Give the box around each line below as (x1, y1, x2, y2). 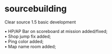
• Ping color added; (4, 38, 44, 44)
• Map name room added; (4, 43, 56, 49)
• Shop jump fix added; (4, 33, 51, 39)
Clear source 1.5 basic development (4, 19, 76, 25)
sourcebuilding (4, 3, 67, 14)
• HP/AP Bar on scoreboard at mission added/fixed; (4, 28, 108, 34)
